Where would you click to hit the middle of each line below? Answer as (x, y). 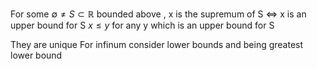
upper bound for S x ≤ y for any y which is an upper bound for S (142, 25)
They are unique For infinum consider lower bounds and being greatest (157, 44)
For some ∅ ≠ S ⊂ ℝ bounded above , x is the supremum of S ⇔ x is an (158, 14)
